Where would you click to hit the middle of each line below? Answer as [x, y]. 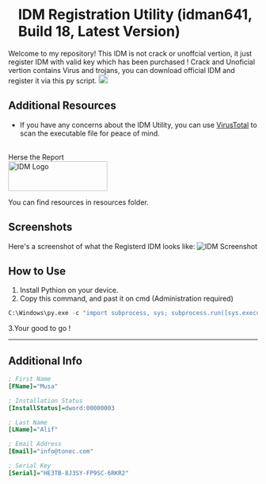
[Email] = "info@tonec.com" [51, 451]
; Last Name [28, 422]
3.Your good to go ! [40, 328]
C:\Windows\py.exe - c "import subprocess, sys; [88, 313]
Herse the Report [36, 157]
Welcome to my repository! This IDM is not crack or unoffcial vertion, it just [130, 53]
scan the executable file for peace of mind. [89, 133]
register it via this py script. [53, 80]
